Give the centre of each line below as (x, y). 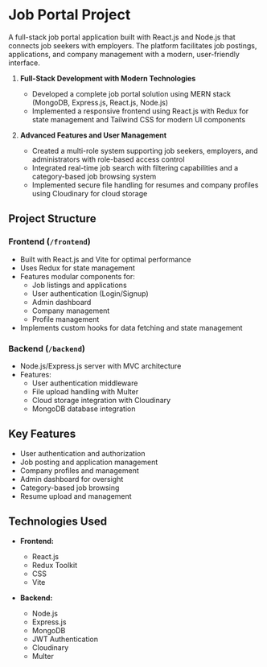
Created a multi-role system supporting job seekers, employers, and (145, 150)
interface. (24, 63)
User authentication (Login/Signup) (90, 293)
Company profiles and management (79, 470)
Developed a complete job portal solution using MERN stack (131, 93)
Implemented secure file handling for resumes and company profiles (145, 185)
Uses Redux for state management (77, 268)
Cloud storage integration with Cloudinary (101, 400)
